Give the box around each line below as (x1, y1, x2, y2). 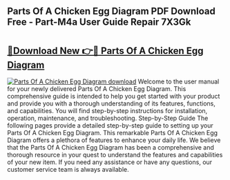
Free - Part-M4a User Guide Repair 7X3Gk (7, 17, 191, 28)
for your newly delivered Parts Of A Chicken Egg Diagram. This (7, 85, 186, 92)
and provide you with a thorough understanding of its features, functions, (7, 99, 216, 108)
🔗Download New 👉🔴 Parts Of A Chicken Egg (7, 45, 204, 57)
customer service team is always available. (7, 166, 129, 173)
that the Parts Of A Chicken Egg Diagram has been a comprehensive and (7, 143, 214, 151)
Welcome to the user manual (137, 77, 220, 86)
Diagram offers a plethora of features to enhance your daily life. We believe (7, 136, 221, 144)
